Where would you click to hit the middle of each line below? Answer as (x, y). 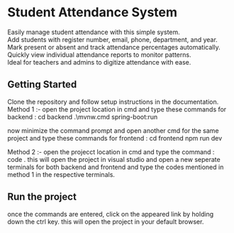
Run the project (42, 197)
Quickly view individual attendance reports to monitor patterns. (99, 55)
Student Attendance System (93, 12)
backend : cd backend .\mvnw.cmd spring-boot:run (83, 116)
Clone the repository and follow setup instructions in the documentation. (113, 102)
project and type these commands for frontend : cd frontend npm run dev (115, 138)
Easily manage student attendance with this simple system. (94, 32)
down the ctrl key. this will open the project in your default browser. (106, 222)
